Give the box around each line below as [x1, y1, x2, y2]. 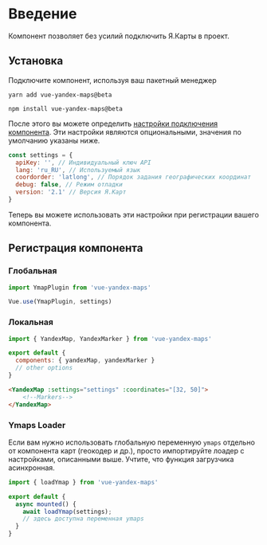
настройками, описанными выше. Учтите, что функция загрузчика [8, 454, 234, 464]
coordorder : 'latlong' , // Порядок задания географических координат [15, 173, 251, 182]
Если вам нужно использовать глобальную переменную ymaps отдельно [8, 437, 255, 447]
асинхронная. [8, 463, 56, 472]
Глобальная [8, 265, 57, 276]
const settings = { [8, 151, 73, 159]
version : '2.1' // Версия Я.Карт [15, 188, 127, 196]
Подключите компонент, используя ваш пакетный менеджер [8, 75, 217, 84]
